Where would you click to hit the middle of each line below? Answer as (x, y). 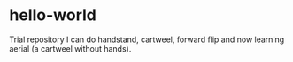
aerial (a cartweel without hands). (70, 48)
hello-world (53, 15)
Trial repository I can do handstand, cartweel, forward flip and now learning (147, 39)
